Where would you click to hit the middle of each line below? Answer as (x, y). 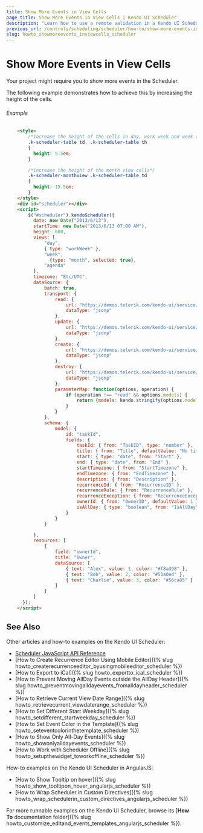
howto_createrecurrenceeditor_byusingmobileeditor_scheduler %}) (98, 666)
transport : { (61, 294)
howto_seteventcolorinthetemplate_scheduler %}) (77, 730)
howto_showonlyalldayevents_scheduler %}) (70, 743)
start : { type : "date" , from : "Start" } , (129, 457)
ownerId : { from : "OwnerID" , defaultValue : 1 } (137, 502)
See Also (23, 627)
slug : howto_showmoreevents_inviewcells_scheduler (71, 34)
